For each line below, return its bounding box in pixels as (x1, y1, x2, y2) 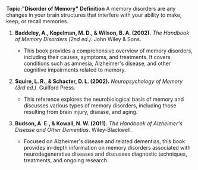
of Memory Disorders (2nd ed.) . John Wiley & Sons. (14, 36, 142, 42)
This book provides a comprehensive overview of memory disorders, (23, 47, 193, 54)
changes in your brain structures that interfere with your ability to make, (6, 11, 182, 18)
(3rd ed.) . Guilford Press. (14, 84, 76, 91)
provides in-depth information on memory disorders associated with (23, 144, 191, 151)
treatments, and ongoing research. (23, 157, 109, 163)
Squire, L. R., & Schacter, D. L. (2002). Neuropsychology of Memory (14, 78, 183, 85)
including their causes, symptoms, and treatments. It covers (23, 54, 171, 60)
